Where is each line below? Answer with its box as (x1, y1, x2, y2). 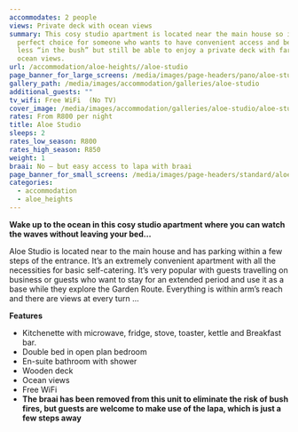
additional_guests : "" (9, 87, 93, 96)
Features (9, 310, 43, 321)
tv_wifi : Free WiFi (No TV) (9, 95, 117, 105)
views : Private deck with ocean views (9, 21, 153, 30)
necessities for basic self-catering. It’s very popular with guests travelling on (9, 264, 288, 276)
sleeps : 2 (9, 129, 46, 138)
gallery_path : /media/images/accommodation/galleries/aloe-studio (9, 79, 260, 88)
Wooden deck (21, 365, 74, 376)
